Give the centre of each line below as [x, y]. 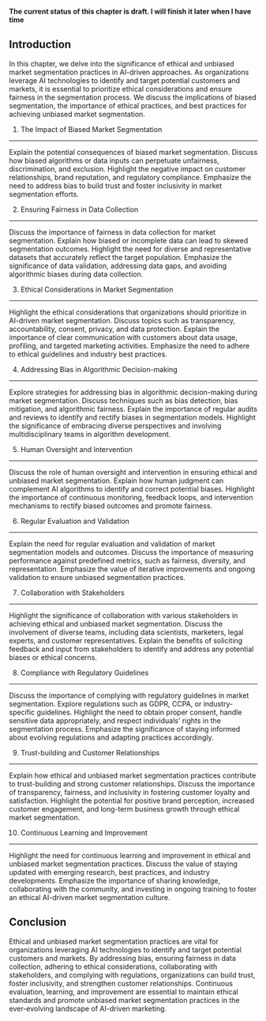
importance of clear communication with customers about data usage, [123, 337]
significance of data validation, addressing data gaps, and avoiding [118, 266]
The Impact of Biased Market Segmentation [91, 129]
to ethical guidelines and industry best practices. [88, 354]
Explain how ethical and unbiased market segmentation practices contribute [133, 775]
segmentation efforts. [44, 194]
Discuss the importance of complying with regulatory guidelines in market [129, 695]
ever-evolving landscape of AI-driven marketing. [88, 1008]
